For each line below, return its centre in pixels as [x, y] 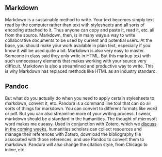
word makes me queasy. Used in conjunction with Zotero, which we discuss [81, 124]
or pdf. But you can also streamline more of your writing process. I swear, [78, 113]
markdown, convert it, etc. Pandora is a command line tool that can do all [78, 103]
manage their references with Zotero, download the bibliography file [73, 134]
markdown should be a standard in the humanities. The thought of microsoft [81, 119]
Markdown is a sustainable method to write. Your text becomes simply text [80, 19]
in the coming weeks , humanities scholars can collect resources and [73, 129]
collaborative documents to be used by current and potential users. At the [79, 40]
